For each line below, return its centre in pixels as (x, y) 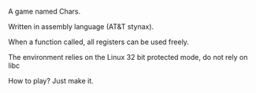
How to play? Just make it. (51, 81)
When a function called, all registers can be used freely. (98, 42)
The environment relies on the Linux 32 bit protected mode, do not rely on (128, 57)
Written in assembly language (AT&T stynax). (81, 26)
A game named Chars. (45, 11)
